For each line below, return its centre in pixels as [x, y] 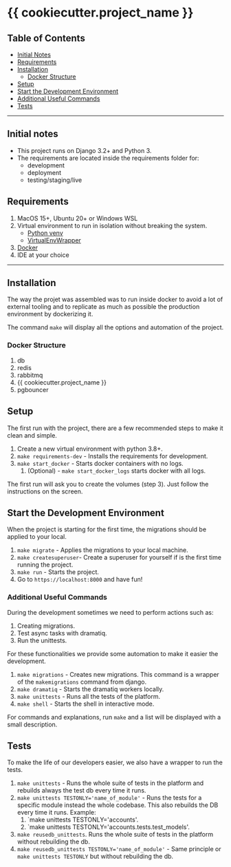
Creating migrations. [46, 626]
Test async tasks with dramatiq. [62, 633]
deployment [44, 172]
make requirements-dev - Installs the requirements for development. [112, 456]
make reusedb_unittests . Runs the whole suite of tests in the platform [115, 835]
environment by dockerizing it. [50, 314]
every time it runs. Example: [56, 813]
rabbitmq [30, 375]
